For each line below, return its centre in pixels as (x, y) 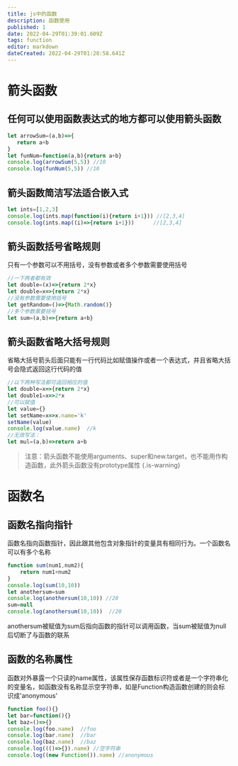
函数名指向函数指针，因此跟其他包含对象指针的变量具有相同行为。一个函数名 (119, 543)
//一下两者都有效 (29, 278)
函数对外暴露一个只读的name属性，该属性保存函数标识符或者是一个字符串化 (118, 677)
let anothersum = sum (36, 592)
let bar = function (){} (39, 716)
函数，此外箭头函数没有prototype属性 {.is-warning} (106, 465)
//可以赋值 (21, 402)
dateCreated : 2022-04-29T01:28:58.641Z (66, 54)
